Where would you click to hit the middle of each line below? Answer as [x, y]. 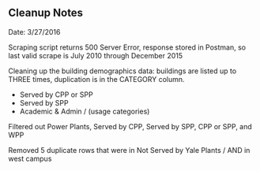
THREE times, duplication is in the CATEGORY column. [96, 79]
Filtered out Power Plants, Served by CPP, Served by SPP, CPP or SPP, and [130, 126]
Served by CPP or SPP [56, 95]
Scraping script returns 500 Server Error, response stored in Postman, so [127, 47]
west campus [30, 158]
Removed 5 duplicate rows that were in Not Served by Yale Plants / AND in [129, 150]
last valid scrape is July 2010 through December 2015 [96, 55]
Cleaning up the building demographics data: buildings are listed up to [122, 71]
